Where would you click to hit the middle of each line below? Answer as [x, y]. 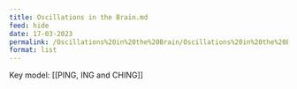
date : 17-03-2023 [41, 33]
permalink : [29, 42]
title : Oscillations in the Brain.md [79, 17]
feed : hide [29, 26]
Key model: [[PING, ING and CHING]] [76, 75]
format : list [33, 50]
